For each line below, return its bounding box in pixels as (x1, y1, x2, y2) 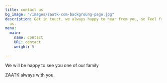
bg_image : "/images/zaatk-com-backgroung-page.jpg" (5, 12, 114, 17)
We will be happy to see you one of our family (5, 62, 99, 68)
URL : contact (14, 40, 41, 45)
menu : (5, 26, 16, 31)
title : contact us (5, 7, 43, 12)
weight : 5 (14, 44, 35, 49)
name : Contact (14, 35, 43, 40)
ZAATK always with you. (5, 72, 55, 78)
